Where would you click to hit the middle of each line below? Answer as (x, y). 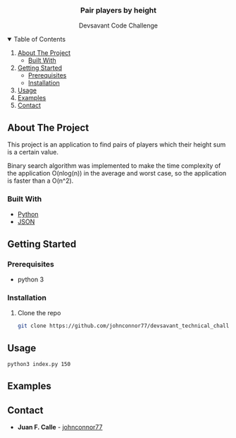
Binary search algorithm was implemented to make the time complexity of (114, 166)
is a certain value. (33, 152)
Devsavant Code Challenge (118, 25)
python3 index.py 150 (39, 365)
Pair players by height (118, 10)
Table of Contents (39, 39)
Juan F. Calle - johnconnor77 (60, 427)
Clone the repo (39, 313)
